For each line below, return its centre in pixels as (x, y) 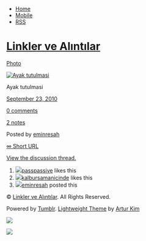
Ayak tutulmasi (25, 87)
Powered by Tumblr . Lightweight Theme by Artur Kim (73, 208)
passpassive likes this (49, 170)
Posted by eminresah (33, 134)
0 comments (22, 110)
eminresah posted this (49, 185)
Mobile (24, 15)
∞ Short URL (23, 146)
